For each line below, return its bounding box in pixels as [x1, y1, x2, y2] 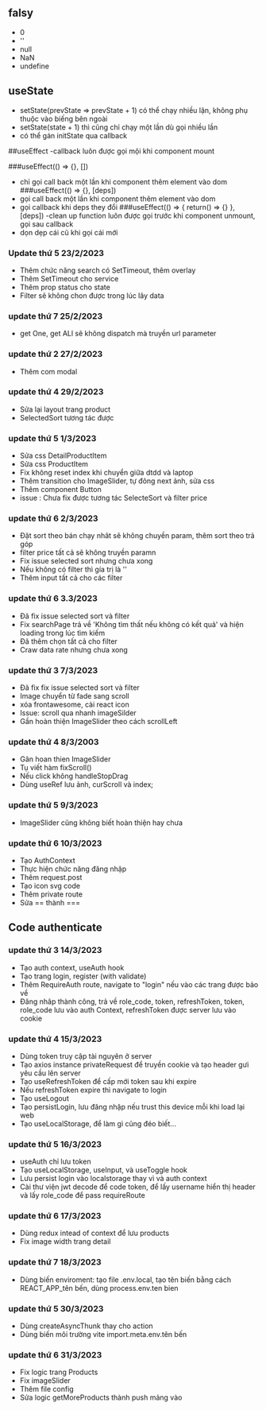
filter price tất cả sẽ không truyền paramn [19, 548, 156, 557]
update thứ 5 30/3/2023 [8, 1303, 104, 1314]
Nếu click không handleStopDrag [19, 771, 129, 781]
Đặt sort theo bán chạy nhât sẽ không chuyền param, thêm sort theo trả [19, 531, 256, 540]
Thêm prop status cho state [19, 282, 111, 292]
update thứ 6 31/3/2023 [8, 1349, 102, 1360]
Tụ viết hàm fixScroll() [19, 763, 92, 773]
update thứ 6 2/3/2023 [8, 513, 98, 524]
